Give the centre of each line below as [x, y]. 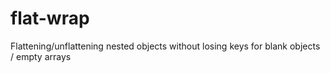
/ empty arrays [41, 56]
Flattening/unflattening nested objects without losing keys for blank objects [165, 46]
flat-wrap [50, 18]
